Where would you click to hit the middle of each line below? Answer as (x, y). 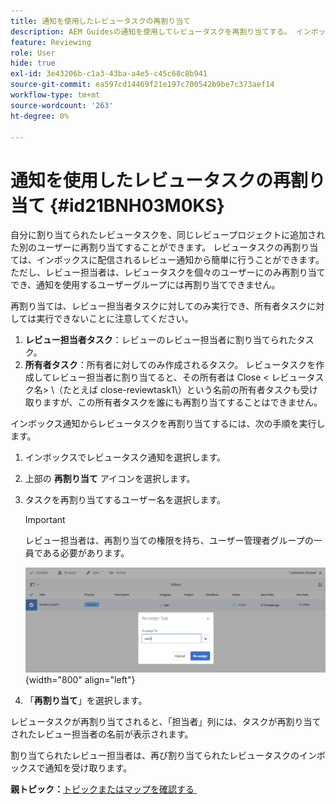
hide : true (33, 63)
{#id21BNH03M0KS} (137, 205)
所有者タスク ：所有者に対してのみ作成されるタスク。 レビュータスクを (170, 365)
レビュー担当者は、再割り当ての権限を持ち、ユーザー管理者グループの (169, 541)
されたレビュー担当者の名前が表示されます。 (102, 734)
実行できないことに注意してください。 (115, 319)
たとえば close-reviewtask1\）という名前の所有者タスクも (182, 390)
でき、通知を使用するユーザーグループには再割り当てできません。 (145, 285)
